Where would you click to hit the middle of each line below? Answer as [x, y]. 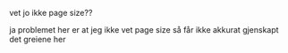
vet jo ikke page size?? [51, 13]
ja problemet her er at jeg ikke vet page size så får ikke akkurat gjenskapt [144, 30]
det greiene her [38, 39]
